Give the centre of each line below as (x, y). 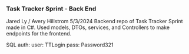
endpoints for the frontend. (39, 34)
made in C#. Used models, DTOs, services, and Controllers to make (88, 27)
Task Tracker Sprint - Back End (51, 9)
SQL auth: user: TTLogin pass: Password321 (60, 45)
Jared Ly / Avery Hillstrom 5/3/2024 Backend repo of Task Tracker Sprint (95, 21)
